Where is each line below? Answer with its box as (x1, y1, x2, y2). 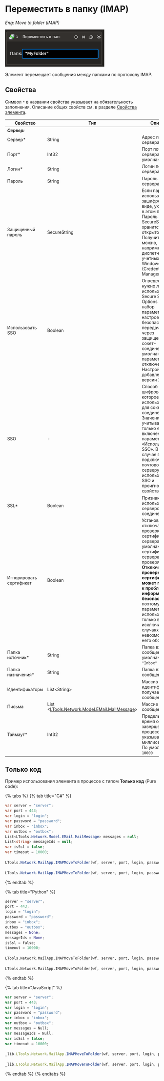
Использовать (7, 325, 37, 330)
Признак (142, 495, 160, 501)
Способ (142, 384, 158, 390)
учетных (142, 255, 160, 261)
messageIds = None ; (5, 935, 45, 940)
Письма (7, 703, 24, 710)
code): (5, 784, 19, 789)
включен (142, 431, 160, 436)
